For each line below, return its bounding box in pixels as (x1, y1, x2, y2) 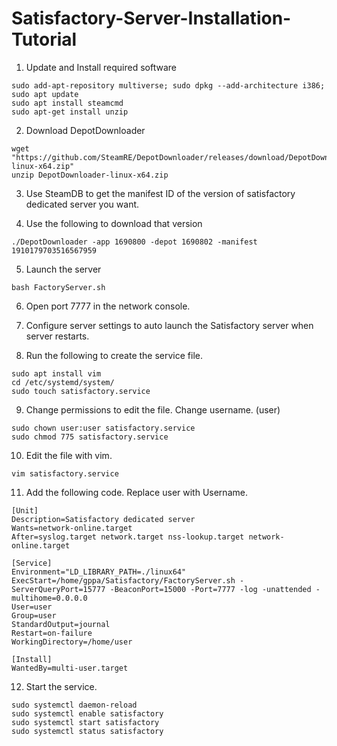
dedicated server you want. (25, 198, 140, 210)
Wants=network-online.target (11, 523, 133, 533)
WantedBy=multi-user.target (11, 663, 129, 673)
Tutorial (11, 28, 78, 51)
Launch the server (25, 263, 102, 275)
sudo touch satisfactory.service (11, 386, 151, 396)
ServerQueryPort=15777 (11, 584, 106, 594)
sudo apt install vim (11, 368, 102, 379)
